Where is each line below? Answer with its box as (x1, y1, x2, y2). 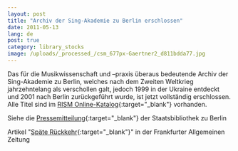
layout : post (7, 10, 46, 18)
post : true (7, 37, 40, 44)
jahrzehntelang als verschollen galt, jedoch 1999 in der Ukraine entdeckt (7, 85, 219, 93)
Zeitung (7, 135, 31, 143)
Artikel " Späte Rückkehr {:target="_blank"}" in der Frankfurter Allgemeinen (7, 127, 225, 136)
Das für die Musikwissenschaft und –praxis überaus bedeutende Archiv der (7, 69, 229, 78)
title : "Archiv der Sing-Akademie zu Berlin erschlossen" (7, 17, 183, 24)
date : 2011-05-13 (7, 24, 59, 31)
